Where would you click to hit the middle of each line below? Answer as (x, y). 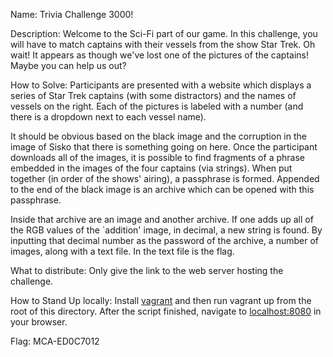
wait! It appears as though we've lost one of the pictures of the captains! (159, 55)
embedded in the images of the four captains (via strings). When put (151, 168)
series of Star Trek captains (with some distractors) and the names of (153, 95)
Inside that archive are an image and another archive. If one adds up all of (162, 219)
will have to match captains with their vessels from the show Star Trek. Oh (163, 44)
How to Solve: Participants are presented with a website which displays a (161, 85)
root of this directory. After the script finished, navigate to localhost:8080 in (166, 311)
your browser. (39, 322)
